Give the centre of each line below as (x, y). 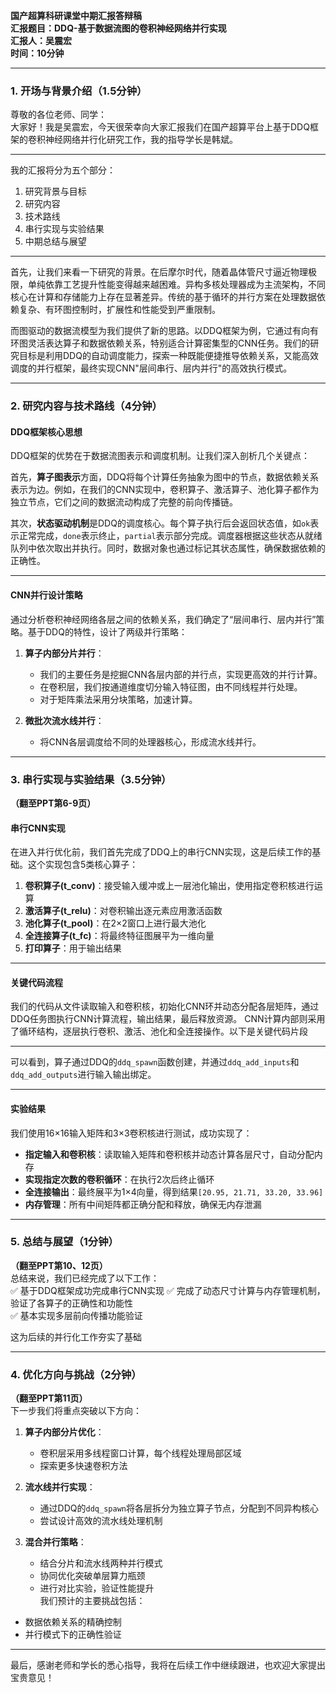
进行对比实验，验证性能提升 (97, 1588)
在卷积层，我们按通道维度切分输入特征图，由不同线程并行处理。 (171, 686)
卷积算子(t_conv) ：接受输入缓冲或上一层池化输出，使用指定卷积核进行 (169, 886)
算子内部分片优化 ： (64, 1432)
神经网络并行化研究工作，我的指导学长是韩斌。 (141, 140)
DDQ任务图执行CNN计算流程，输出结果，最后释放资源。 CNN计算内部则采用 (168, 1019)
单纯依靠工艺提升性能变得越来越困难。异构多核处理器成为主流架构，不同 (176, 285)
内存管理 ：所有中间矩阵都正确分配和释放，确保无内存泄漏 (143, 1204)
